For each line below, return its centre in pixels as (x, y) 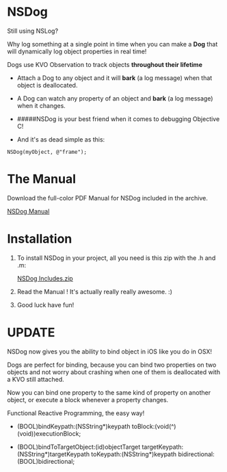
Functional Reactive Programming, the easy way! (76, 413)
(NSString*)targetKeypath (53, 454)
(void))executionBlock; (49, 433)
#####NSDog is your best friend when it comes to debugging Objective (118, 119)
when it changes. (41, 105)
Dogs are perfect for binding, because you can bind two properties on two (112, 365)
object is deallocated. (47, 85)
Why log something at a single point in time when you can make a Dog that (112, 44)
